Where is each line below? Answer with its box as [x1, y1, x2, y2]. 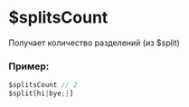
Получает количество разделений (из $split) [8, 37, 180, 48]
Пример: [8, 60, 50, 73]
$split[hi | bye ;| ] [8, 89, 74, 98]
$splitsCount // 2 [8, 81, 78, 90]
